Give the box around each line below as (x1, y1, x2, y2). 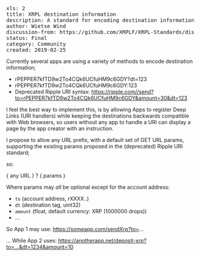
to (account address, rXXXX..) (14, 195, 89, 202)
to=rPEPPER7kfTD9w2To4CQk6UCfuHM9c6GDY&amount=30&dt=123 (14, 94, 187, 102)
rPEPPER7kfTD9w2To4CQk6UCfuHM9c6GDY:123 (14, 82, 137, 89)
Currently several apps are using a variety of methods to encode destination (6, 58, 193, 65)
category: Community (6, 41, 67, 47)
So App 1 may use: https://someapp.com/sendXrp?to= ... (6, 226, 144, 232)
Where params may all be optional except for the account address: (6, 184, 170, 191)
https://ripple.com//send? (91, 89, 154, 95)
